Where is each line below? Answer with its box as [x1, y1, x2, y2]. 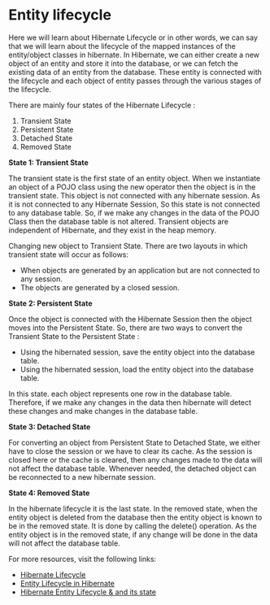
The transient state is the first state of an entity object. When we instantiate [8, 173, 261, 183]
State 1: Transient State [8, 157, 89, 168]
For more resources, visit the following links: [8, 554, 157, 564]
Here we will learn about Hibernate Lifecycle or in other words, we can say [8, 33, 259, 42]
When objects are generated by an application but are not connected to [20, 265, 260, 275]
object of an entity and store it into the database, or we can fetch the [8, 59, 238, 68]
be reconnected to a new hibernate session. [8, 472, 156, 481]
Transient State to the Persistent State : [8, 331, 140, 341]
